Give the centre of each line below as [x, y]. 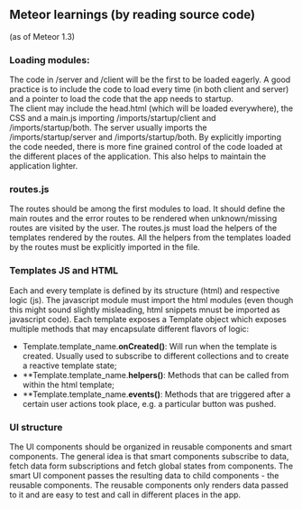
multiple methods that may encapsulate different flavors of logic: [129, 329]
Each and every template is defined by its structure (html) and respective [145, 290]
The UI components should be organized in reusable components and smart [151, 447]
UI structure [36, 427]
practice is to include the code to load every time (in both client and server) [149, 89]
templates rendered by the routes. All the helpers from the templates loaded [150, 237]
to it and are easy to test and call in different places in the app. [125, 495]
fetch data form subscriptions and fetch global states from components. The [151, 466]
